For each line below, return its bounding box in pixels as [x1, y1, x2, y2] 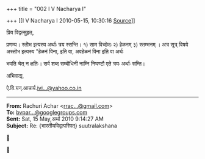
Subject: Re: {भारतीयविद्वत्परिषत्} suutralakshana [6, 122, 118, 129]
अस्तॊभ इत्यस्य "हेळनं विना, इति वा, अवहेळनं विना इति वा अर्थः [6, 48, 124, 55]
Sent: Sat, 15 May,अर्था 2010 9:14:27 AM [6, 115, 104, 122]
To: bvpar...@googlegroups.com [6, 109, 88, 116]
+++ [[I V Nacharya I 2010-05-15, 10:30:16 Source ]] [6, 17, 135, 24]
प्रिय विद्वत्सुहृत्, [6, 29, 34, 36]
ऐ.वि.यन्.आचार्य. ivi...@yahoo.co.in [6, 85, 82, 91]
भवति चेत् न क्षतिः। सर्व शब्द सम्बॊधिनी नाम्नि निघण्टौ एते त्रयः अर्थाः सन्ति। [6, 60, 145, 67]
